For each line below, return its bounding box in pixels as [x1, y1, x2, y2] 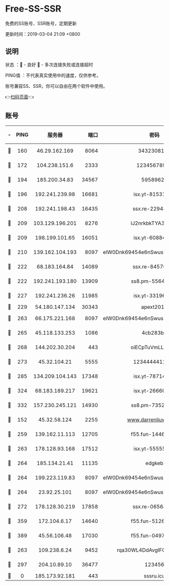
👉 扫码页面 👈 [5, 94, 34, 100]
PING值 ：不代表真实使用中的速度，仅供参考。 [5, 72, 101, 78]
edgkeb [145, 460, 163, 467]
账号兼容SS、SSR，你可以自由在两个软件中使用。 [5, 83, 108, 89]
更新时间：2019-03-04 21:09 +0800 [5, 31, 80, 37]
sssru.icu [143, 572, 165, 579]
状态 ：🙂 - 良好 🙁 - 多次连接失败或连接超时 [5, 61, 93, 68]
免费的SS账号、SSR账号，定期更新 [5, 20, 77, 26]
